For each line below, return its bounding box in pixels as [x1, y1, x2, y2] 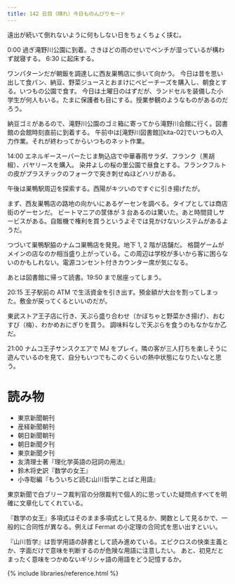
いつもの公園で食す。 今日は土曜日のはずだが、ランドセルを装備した [19, 86, 217, 95]
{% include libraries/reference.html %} [7, 569, 119, 577]
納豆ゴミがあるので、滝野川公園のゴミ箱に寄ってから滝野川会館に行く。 [7, 119, 216, 127]
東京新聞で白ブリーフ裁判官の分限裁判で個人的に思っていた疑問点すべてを [7, 490, 221, 498]
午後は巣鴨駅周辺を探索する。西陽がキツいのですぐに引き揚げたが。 [7, 184, 204, 193]
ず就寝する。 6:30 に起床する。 [7, 54, 98, 63]
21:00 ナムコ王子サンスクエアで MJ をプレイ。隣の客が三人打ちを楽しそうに [7, 344, 228, 352]
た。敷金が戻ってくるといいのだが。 [7, 297, 112, 305]
